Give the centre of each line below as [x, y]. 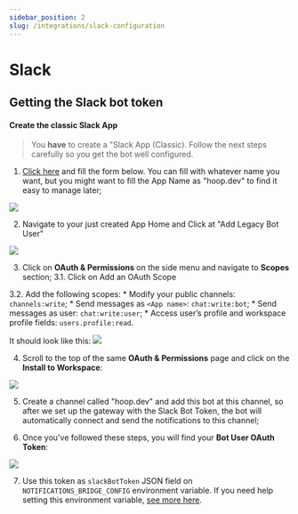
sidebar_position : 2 [48, 17]
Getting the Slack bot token [86, 103]
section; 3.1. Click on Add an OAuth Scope [99, 277]
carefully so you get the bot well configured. [112, 154]
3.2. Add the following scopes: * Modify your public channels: [122, 294]
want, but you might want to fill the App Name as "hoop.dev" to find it [149, 181]
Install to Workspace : [62, 368]
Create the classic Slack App [64, 124]
